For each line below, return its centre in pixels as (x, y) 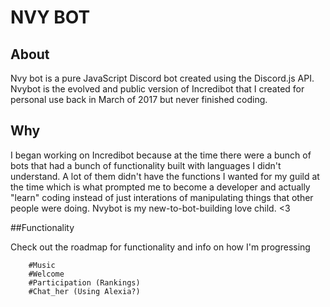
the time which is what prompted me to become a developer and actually (160, 187)
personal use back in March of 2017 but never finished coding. (139, 99)
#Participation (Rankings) (84, 282)
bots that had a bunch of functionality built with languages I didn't (146, 165)
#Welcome (46, 274)
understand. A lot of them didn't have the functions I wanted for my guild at (165, 176)
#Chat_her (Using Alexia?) (84, 291)
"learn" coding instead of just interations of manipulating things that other (162, 197)
